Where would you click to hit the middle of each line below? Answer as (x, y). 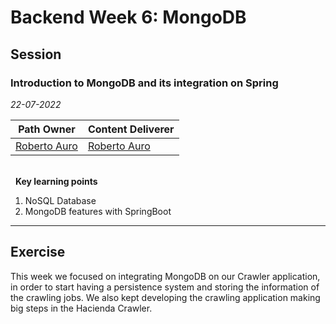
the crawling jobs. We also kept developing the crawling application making (165, 297)
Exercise (38, 252)
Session (36, 54)
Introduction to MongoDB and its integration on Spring (144, 83)
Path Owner (47, 129)
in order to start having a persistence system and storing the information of (165, 287)
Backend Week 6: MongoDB (128, 17)
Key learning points (56, 181)
